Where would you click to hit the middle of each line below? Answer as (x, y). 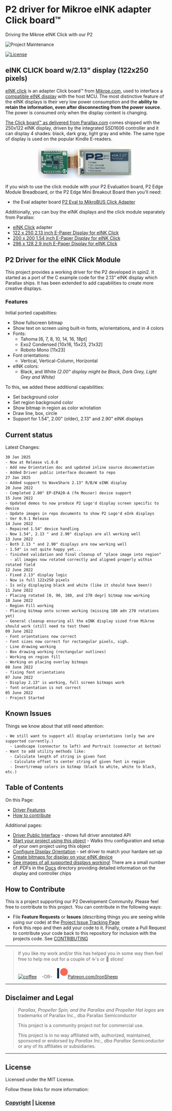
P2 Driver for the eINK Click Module (63, 260)
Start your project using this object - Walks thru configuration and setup (89, 841)
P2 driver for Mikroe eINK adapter (78, 9)
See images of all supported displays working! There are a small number (89, 862)
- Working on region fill (33, 657)
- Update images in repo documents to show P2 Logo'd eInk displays (80, 514)
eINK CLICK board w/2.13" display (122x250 (77, 70)
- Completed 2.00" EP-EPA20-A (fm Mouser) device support (68, 493)
